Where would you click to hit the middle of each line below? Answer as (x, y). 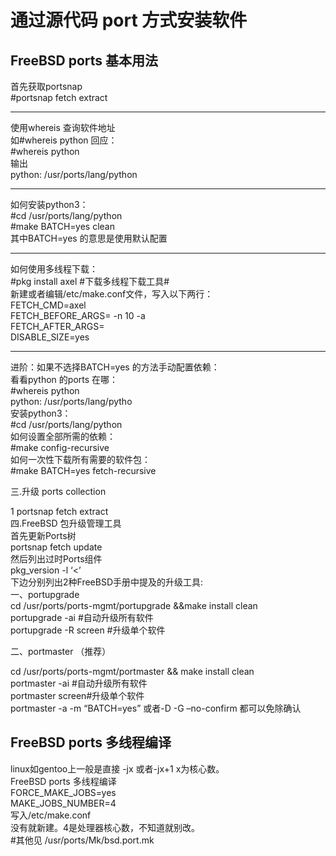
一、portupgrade (45, 594)
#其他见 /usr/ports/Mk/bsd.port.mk (82, 840)
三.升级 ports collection (58, 491)
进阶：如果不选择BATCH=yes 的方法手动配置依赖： (115, 367)
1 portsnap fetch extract (59, 511)
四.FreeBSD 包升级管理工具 (66, 523)
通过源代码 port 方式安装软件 (129, 20)
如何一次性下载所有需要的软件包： (80, 459)
